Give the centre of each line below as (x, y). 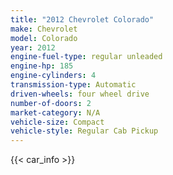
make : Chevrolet (44, 29)
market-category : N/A (55, 112)
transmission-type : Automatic (73, 85)
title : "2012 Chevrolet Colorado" (82, 19)
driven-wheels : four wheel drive (80, 94)
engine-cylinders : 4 (53, 76)
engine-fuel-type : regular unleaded (86, 57)
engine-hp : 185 (42, 66)
